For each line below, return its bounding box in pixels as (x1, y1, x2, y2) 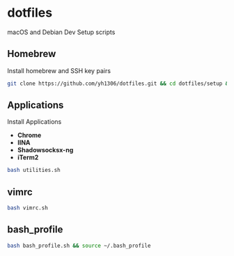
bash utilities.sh (7, 167, 61, 174)
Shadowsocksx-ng (17, 146, 74, 154)
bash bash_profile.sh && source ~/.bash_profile (7, 242, 151, 249)
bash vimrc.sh (7, 205, 49, 211)
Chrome (17, 131, 42, 140)
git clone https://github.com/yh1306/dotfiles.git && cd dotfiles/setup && (7, 80, 232, 87)
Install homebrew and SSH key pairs (7, 66, 111, 74)
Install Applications (7, 118, 62, 126)
